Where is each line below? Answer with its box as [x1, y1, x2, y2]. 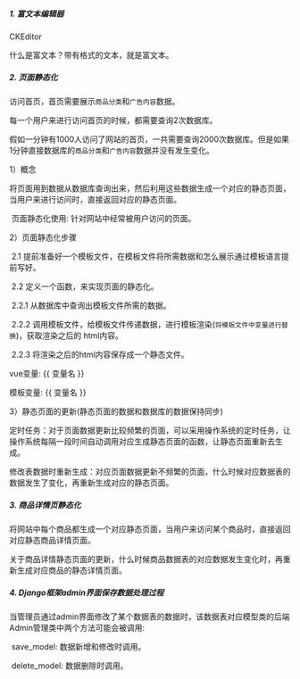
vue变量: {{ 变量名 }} [9, 368, 85, 378]
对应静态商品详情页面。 [9, 534, 96, 545]
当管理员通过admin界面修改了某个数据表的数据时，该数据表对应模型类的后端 [9, 611, 290, 622]
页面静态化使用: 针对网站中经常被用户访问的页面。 [11, 212, 196, 223]
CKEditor [9, 31, 43, 42]
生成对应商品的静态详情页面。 [16, 565, 127, 575]
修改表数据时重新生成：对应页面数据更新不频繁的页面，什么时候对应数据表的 [9, 466, 291, 476]
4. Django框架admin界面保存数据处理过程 [9, 587, 164, 598]
